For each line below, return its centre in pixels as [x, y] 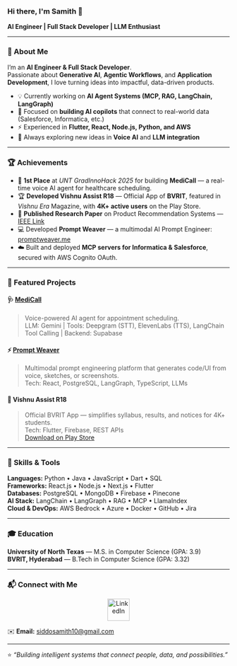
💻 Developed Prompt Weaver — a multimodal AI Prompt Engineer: [115, 229]
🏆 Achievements [38, 162]
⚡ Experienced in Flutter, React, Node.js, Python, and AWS [104, 127]
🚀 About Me [28, 52]
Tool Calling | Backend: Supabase [73, 333]
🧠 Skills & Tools [34, 463]
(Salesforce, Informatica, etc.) [61, 119]
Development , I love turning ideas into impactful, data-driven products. [111, 82]
